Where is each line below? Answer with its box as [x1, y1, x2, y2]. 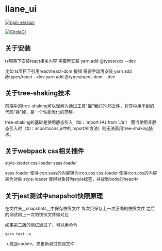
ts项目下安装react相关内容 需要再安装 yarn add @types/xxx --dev [5, 58, 136, 64]
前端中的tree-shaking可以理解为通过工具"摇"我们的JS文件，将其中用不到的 [5, 103, 154, 109]
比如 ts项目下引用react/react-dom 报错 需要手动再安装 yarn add [5, 68, 132, 74]
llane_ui [5, 3, 37, 15]
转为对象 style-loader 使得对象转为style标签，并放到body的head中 [5, 176, 138, 182]
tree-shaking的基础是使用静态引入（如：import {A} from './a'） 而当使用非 [5, 119, 152, 125]
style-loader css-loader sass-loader [5, 160, 78, 166]
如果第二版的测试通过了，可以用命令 [5, 222, 78, 228]
